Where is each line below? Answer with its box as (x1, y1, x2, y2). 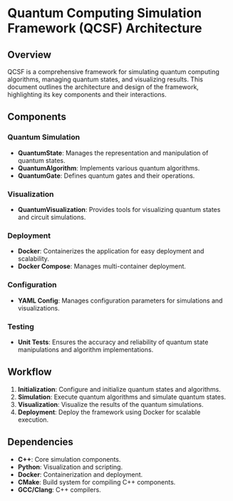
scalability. (17, 255, 50, 263)
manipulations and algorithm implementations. (17, 345, 154, 354)
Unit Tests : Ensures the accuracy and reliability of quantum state (17, 338, 209, 346)
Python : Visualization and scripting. (17, 462, 123, 471)
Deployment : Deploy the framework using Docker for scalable (17, 408, 201, 416)
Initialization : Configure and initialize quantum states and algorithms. (17, 385, 221, 393)
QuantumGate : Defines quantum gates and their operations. (17, 171, 195, 180)
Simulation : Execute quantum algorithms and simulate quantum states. (17, 393, 227, 401)
